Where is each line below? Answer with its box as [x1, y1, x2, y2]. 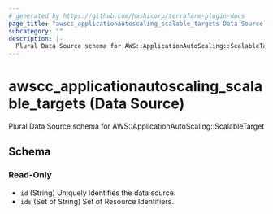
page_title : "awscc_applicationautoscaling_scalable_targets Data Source [8, 20, 264, 28]
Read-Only [8, 169, 53, 181]
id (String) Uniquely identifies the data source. [19, 188, 176, 198]
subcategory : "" [8, 27, 63, 35]
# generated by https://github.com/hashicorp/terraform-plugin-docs [8, 11, 245, 20]
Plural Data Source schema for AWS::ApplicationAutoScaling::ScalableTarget [8, 121, 265, 131]
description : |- [8, 34, 63, 43]
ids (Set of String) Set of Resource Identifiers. [19, 196, 175, 206]
